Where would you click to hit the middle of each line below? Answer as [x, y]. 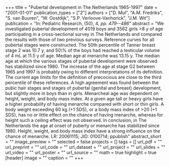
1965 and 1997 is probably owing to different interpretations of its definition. [84, 72]
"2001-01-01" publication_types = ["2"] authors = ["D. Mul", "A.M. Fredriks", [84, 13]
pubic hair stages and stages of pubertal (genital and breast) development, [84, 88]
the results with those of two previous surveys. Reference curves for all [80, 39]
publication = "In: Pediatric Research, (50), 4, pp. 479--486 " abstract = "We [84, 23]
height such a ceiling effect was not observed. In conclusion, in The [76, 120]
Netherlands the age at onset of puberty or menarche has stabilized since [82, 126]
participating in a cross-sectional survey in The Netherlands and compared [84, 34]
